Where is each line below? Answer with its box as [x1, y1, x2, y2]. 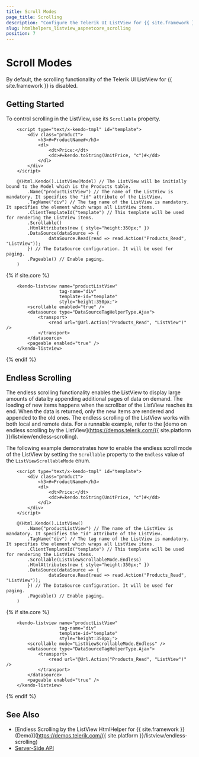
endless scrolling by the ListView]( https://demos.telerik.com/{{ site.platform [6, 426, 191, 433]
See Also [6, 710, 40, 720]
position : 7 [6, 31, 36, 37]
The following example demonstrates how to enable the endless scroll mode [6, 444, 192, 451]
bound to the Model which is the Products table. [6, 183, 131, 190]
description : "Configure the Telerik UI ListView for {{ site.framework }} [6, 20, 197, 25]
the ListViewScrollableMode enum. [6, 457, 91, 464]
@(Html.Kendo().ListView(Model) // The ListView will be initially [17, 178, 187, 184]
